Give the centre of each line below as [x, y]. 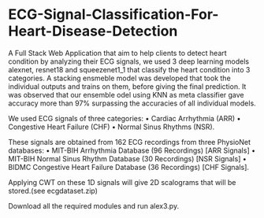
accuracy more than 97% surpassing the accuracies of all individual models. [132, 103]
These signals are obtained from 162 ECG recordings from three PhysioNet [129, 142]
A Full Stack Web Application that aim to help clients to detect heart [117, 53]
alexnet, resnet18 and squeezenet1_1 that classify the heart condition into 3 [129, 69]
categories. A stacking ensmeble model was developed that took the [119, 78]
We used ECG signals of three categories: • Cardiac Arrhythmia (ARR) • [125, 118]
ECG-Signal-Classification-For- [113, 15]
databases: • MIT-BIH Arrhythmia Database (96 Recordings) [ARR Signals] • [132, 150]
